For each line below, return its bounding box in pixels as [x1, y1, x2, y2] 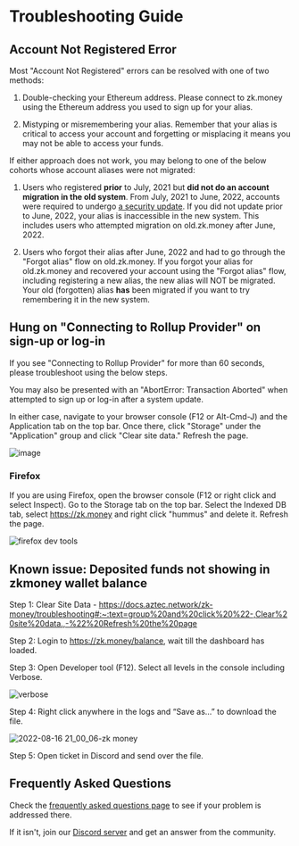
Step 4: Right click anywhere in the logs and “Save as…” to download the [9, 706, 277, 717]
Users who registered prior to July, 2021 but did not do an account [21, 182, 270, 193]
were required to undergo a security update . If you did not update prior [21, 201, 284, 211]
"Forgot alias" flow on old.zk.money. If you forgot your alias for [21, 256, 253, 267]
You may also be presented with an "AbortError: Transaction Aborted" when [9, 384, 288, 394]
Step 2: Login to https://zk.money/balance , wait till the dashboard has [9, 635, 265, 646]
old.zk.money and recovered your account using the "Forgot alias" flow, [21, 266, 287, 276]
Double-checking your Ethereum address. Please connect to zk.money [21, 92, 283, 103]
